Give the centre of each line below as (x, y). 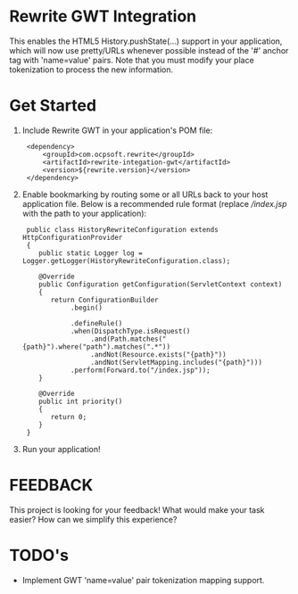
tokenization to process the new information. (91, 70)
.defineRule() (96, 323)
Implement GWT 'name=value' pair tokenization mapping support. (143, 580)
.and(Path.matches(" (128, 339)
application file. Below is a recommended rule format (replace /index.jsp (154, 203)
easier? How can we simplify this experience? (93, 519)
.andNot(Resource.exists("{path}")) (158, 354)
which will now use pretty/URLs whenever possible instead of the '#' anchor (149, 50)
